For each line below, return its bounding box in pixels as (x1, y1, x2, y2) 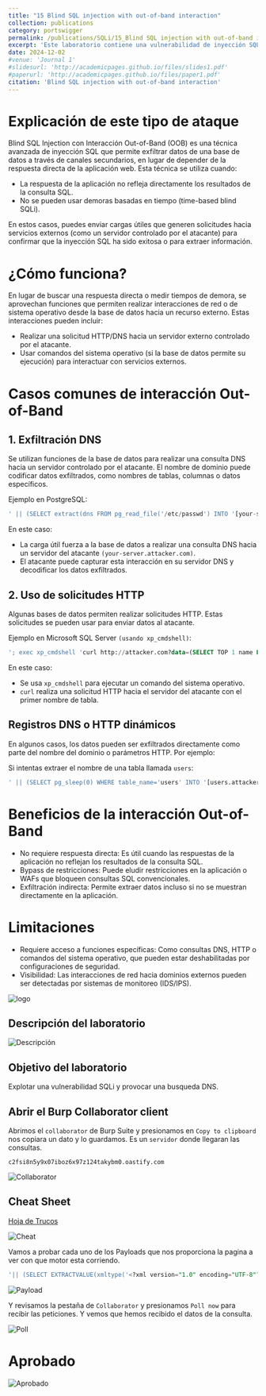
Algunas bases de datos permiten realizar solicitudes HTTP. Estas (8, 609, 223, 619)
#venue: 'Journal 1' (8, 56, 77, 64)
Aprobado (8, 1352, 76, 1370)
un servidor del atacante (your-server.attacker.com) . (19, 549, 196, 558)
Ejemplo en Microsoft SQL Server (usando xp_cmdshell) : (8, 633, 192, 643)
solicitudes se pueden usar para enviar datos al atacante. (8, 618, 196, 627)
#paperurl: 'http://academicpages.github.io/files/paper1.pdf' (8, 71, 222, 79)
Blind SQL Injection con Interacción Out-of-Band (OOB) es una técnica (8, 138, 237, 148)
